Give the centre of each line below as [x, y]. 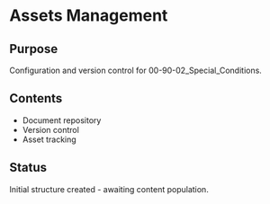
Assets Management [89, 16]
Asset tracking [49, 139]
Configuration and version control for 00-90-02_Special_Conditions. [136, 70]
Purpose [34, 49]
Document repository [62, 120]
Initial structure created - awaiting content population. [109, 189]
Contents [36, 98]
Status [28, 168]
